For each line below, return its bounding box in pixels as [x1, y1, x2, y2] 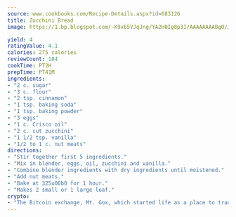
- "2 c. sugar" [7, 81, 52, 88]
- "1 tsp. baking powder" [7, 108, 83, 115]
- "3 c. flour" [7, 88, 52, 96]
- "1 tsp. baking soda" [7, 101, 77, 109]
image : [7, 23, 27, 30]
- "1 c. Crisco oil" [7, 121, 68, 128]
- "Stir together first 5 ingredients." [7, 154, 128, 161]
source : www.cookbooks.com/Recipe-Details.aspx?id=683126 [7, 10, 181, 18]
